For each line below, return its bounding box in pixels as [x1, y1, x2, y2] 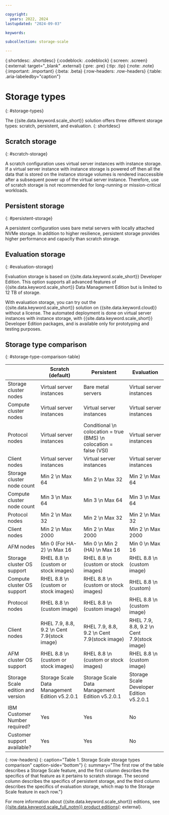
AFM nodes [8, 543, 35, 550]
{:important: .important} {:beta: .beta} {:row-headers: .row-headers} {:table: [5, 68, 162, 74]
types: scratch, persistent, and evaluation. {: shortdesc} [5, 123, 121, 129]
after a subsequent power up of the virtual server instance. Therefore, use [5, 177, 159, 183]
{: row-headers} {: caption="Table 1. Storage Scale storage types [5, 757, 140, 763]
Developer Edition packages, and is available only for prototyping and [5, 320, 149, 327]
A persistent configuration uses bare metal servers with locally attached [5, 225, 154, 231]
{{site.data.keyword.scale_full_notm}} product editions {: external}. [5, 804, 142, 810]
